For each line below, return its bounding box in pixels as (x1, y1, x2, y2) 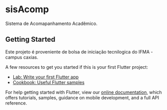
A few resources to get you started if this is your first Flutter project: (5, 64, 148, 70)
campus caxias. (5, 54, 38, 60)
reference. (5, 100, 27, 106)
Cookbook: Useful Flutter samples (12, 79, 85, 85)
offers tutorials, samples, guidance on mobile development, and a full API (5, 94, 159, 100)
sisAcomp (5, 4, 50, 15)
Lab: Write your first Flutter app (12, 74, 79, 80)
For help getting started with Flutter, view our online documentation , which (5, 89, 162, 95)
